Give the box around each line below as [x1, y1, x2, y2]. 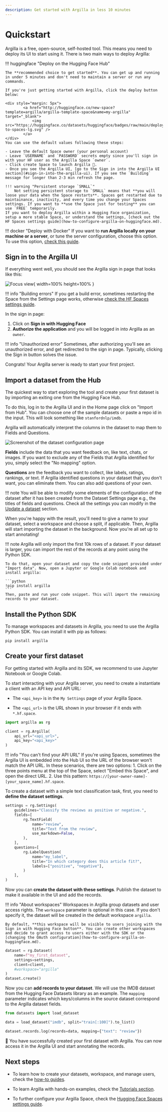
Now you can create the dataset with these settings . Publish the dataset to [5, 886, 161, 893]
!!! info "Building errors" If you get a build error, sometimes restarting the [5, 291, 154, 297]
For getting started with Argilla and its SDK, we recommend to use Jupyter [5, 665, 158, 671]
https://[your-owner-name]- [89, 774, 147, 779]
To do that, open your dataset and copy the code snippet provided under [5, 561, 162, 567]
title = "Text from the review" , [31, 826, 97, 831]
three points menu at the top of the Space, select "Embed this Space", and [5, 768, 158, 774]
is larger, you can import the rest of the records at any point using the [5, 546, 148, 553]
